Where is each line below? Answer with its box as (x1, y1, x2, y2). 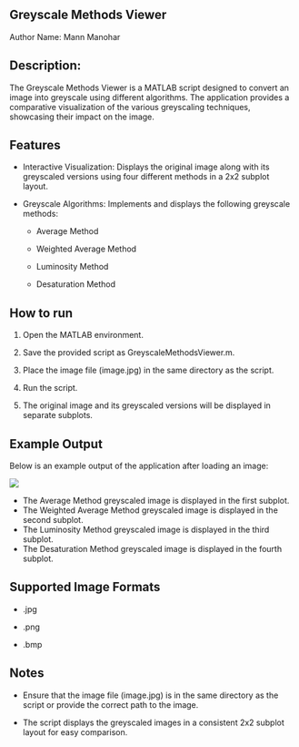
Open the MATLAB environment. (22, 330, 144, 341)
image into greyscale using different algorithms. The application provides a (9, 91, 290, 103)
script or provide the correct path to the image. (22, 699, 199, 710)
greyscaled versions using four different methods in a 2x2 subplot (22, 171, 270, 182)
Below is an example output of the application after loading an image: (9, 460, 269, 472)
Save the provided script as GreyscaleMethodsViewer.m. (22, 347, 235, 358)
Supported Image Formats (9, 579, 161, 595)
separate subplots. (22, 410, 94, 421)
